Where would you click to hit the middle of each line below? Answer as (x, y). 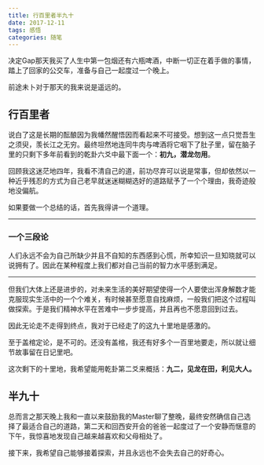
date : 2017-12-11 (37, 23)
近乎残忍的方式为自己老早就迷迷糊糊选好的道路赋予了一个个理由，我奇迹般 (135, 181)
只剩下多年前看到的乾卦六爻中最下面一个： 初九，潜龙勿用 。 (118, 155)
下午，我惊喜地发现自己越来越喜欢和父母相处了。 (87, 436)
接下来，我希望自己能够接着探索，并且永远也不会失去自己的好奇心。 (118, 453)
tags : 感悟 (25, 30)
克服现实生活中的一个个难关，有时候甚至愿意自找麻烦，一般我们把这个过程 (128, 299)
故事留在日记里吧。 (46, 352)
